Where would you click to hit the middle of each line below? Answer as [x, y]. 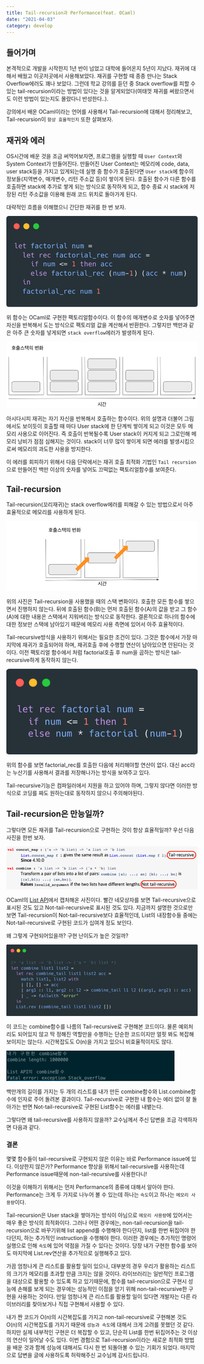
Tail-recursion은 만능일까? [55, 814]
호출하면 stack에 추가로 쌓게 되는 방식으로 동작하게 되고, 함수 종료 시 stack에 [97, 186]
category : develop [29, 26]
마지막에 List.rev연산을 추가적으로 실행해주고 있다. [72, 1253]
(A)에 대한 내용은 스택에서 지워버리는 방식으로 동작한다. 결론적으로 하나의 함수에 [101, 616]
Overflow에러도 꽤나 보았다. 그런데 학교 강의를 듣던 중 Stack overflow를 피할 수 [101, 84]
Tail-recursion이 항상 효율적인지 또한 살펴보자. [60, 119]
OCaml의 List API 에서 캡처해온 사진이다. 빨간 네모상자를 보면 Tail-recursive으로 [101, 900]
